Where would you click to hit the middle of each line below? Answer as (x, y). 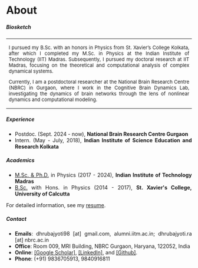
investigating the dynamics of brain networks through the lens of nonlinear (99, 93)
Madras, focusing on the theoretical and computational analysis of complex (99, 65)
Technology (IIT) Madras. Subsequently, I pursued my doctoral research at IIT (99, 59)
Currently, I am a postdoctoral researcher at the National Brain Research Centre (99, 81)
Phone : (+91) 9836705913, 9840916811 (62, 259)
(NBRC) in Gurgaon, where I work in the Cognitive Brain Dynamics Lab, (99, 87)
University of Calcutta (42, 194)
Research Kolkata (37, 147)
